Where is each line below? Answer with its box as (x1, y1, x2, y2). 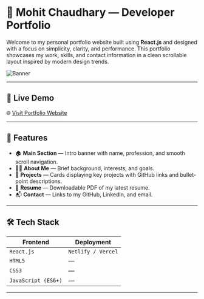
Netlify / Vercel (68, 249, 118, 255)
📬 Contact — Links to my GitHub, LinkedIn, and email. (15, 191, 153, 198)
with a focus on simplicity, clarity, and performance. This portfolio (6, 45, 171, 52)
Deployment (75, 238, 111, 247)
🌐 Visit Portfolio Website (6, 109, 67, 116)
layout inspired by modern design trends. (6, 58, 109, 65)
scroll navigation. (15, 158, 58, 165)
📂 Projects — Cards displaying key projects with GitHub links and (15, 171, 179, 178)
